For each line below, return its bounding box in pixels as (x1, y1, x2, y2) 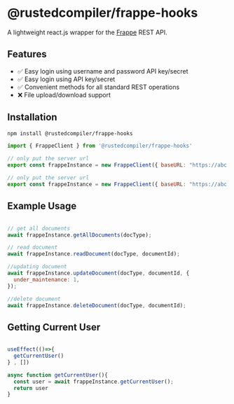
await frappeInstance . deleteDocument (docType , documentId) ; (7, 302, 187, 309)
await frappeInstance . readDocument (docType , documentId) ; (7, 251, 180, 258)
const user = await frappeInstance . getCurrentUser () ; (13, 378, 174, 385)
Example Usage (7, 200, 77, 212)
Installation (7, 111, 57, 123)
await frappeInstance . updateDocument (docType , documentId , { (7, 270, 190, 277)
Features (7, 48, 47, 60)
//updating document (7, 263, 68, 270)
